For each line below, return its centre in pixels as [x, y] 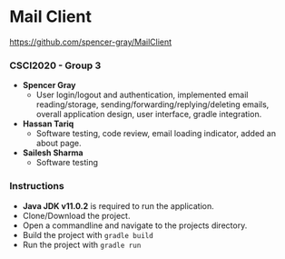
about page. [59, 144]
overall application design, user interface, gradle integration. [149, 115]
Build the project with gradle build [88, 234]
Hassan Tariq [48, 124]
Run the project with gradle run [82, 244]
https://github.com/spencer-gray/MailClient [91, 42]
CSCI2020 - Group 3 [55, 65]
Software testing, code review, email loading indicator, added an [156, 134]
